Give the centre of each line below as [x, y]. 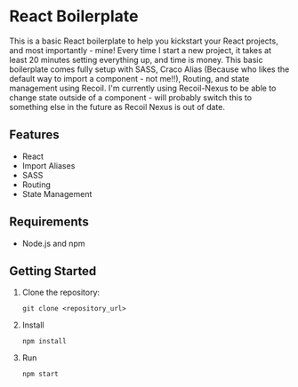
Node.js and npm [53, 243]
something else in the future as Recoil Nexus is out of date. [117, 107]
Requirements [49, 222]
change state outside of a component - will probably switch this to [130, 97]
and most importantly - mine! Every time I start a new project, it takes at [140, 50]
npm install [44, 342]
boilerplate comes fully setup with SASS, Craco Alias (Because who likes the [149, 69]
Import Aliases [48, 165]
